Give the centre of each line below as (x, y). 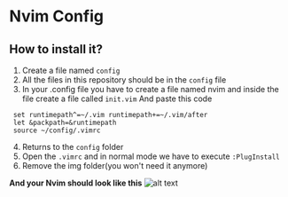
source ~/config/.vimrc (57, 130)
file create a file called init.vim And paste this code (117, 98)
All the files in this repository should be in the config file (124, 80)
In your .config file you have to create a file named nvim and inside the (150, 89)
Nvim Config (57, 16)
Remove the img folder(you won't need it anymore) (115, 165)
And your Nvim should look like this (76, 183)
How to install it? (56, 49)
